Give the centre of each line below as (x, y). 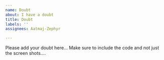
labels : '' (17, 24)
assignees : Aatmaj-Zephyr (33, 29)
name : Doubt (18, 10)
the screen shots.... (26, 53)
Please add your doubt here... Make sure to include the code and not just (82, 48)
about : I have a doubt (29, 15)
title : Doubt (19, 19)
